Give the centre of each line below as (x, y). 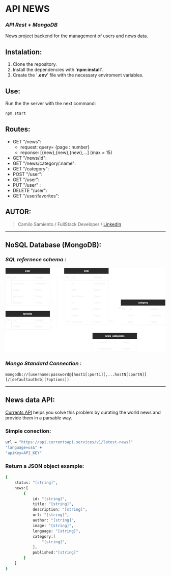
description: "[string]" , (60, 510)
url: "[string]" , (51, 515)
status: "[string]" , (36, 483)
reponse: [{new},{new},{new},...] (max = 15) (66, 152)
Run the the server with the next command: (51, 104)
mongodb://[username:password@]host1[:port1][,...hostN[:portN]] (76, 375)
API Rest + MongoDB (31, 25)
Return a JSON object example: (45, 466)
